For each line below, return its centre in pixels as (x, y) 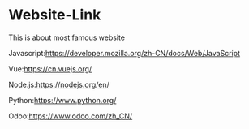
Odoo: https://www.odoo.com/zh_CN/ (71, 116)
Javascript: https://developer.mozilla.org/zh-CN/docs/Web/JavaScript (124, 53)
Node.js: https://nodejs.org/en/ (59, 84)
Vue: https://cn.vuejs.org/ (50, 69)
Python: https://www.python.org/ (62, 100)
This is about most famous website (67, 37)
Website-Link (55, 15)
